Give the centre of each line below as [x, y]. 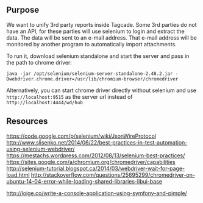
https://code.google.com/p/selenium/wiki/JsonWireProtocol [81, 136]
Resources [27, 121]
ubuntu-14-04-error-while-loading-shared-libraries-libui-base [84, 181]
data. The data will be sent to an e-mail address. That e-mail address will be [101, 37]
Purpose [23, 10]
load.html [18, 175]
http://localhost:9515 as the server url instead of [69, 96]
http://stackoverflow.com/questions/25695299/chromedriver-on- [113, 175]
